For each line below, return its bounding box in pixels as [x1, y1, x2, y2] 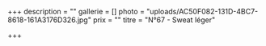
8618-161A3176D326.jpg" [7, 15, 92, 25]
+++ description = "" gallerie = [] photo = [7, 7, 145, 16]
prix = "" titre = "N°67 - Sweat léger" [93, 15, 216, 25]
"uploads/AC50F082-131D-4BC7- [146, 7, 259, 16]
